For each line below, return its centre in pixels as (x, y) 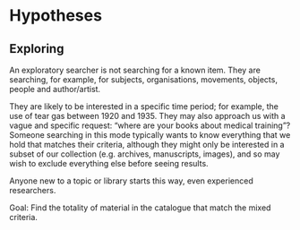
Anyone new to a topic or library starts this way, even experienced (131, 181)
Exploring (37, 49)
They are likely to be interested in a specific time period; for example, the (144, 106)
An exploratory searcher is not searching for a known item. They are (135, 70)
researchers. (33, 190)
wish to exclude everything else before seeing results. (109, 163)
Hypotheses (56, 16)
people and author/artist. (55, 89)
